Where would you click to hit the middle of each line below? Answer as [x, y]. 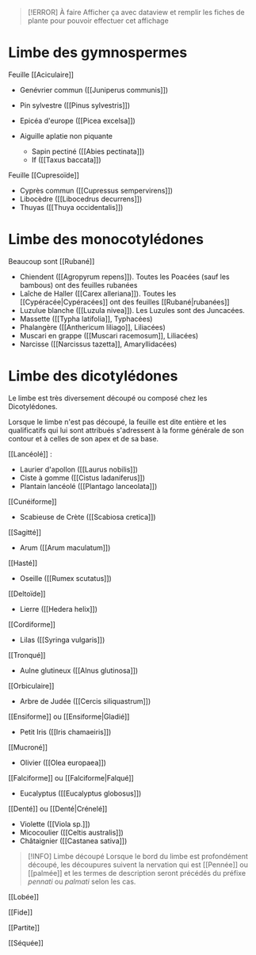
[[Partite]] [24, 927]
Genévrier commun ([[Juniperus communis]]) [94, 90]
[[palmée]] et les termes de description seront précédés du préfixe [137, 873]
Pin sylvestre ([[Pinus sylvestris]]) [75, 105]
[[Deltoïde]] [27, 594]
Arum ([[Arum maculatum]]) [65, 548]
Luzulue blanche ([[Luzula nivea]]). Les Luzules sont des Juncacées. [132, 310]
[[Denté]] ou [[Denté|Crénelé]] [58, 808]
